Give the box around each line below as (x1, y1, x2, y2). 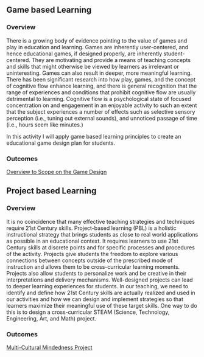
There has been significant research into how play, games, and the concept (6, 75, 196, 83)
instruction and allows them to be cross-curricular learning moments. (6, 263, 180, 270)
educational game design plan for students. (6, 139, 116, 147)
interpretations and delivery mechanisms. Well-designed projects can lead (6, 276, 193, 283)
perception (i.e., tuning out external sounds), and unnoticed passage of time (6, 114, 198, 122)
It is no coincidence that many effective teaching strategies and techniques (6, 218, 195, 225)
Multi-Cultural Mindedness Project (6, 344, 93, 351)
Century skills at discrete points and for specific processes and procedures (6, 243, 195, 251)
